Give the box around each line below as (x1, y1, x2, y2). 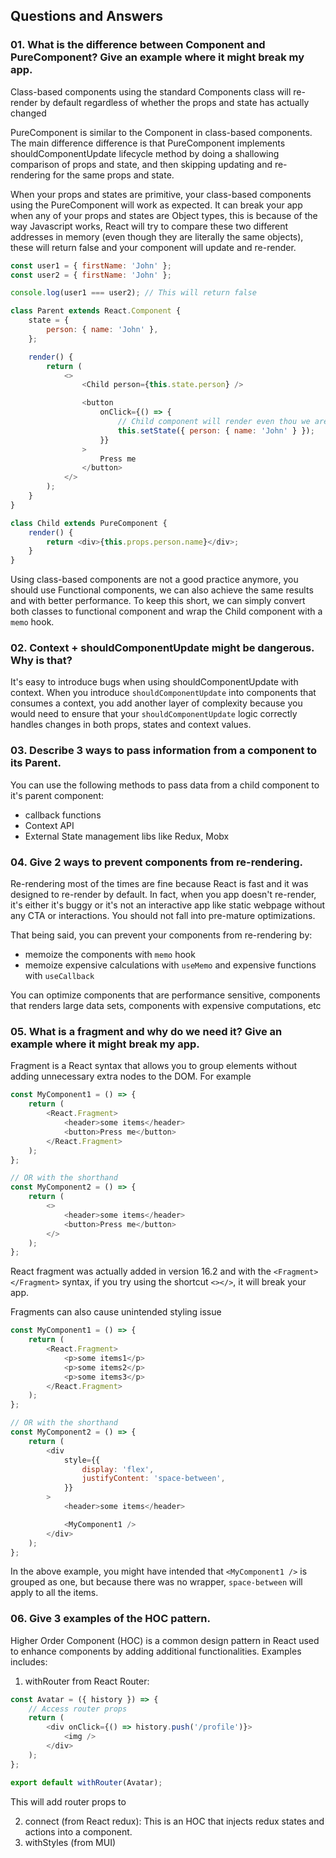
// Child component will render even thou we (117, 417, 311, 427)
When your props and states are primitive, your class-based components (10, 188, 312, 200)
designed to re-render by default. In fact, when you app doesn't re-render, (10, 889, 317, 901)
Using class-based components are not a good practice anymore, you (10, 574, 299, 586)
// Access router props (28, 1704, 128, 1714)
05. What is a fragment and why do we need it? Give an (10, 1025, 283, 1038)
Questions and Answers (10, 8, 164, 25)
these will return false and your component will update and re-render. (10, 241, 297, 253)
